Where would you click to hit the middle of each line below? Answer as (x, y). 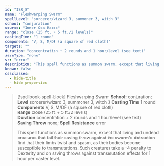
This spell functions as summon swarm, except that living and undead (88, 132)
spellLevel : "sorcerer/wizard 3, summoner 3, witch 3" (62, 19)
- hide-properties (28, 83)
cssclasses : (17, 74)
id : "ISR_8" (17, 10)
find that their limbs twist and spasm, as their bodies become (79, 142)
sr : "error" (17, 60)
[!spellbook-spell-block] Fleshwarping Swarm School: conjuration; (84, 97)
